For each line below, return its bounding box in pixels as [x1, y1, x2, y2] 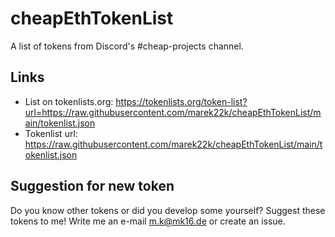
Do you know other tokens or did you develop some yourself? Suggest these [10, 204, 326, 216]
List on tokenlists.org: [24, 95, 114, 107]
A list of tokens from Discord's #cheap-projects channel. [10, 40, 244, 52]
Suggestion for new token [10, 178, 175, 195]
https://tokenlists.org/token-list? [115, 95, 248, 107]
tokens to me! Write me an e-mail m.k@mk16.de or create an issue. [10, 215, 286, 227]
